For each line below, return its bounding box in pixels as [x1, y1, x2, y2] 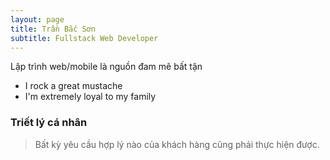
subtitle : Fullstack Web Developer [10, 33, 159, 43]
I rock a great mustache [24, 80, 123, 92]
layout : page [10, 14, 65, 25]
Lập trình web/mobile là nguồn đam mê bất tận [10, 61, 203, 73]
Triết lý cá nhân [10, 116, 88, 130]
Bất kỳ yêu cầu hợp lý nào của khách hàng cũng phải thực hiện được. [34, 138, 320, 150]
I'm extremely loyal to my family [24, 91, 157, 103]
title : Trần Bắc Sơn [10, 24, 97, 34]
